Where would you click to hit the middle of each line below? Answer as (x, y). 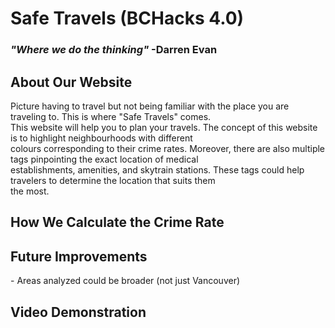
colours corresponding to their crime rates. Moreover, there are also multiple (168, 148)
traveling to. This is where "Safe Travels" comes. (111, 116)
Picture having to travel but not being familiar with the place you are (150, 106)
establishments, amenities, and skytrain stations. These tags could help (157, 169)
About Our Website (71, 82)
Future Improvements (79, 256)
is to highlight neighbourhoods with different (101, 138)
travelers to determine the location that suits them (113, 180)
